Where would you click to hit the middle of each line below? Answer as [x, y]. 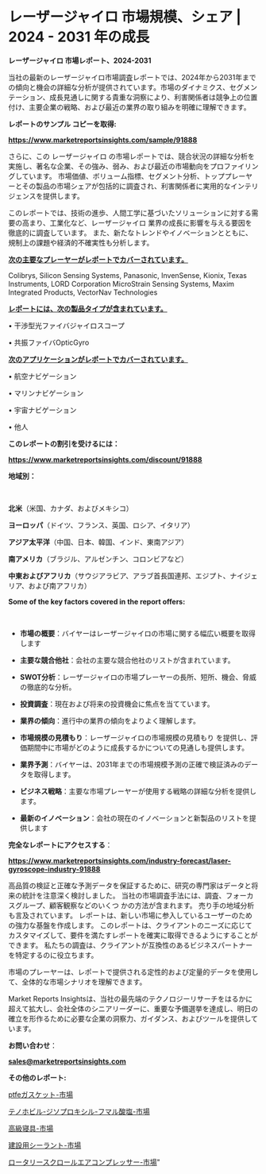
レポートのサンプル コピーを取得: [62, 124]
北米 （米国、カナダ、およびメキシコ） [71, 508]
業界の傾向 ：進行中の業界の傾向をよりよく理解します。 [110, 720]
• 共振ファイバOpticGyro [49, 342]
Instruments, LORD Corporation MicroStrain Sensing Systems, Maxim [121, 284]
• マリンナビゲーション [46, 393]
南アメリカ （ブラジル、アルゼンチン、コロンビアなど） [98, 558]
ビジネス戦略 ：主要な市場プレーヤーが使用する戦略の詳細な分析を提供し [138, 791]
